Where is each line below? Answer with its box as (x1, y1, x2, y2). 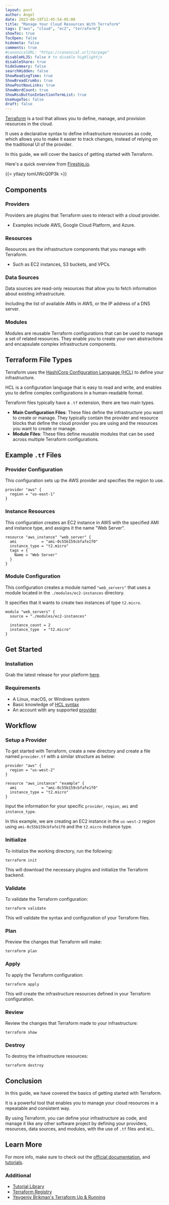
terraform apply (5, 982, 39, 987)
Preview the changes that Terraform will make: (5, 939, 102, 945)
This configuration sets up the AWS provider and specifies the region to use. (5, 477, 164, 484)
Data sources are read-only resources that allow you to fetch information (5, 286, 156, 292)
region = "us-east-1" (10, 492, 55, 497)
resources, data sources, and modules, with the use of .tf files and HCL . (5, 1126, 155, 1132)
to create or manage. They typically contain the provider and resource (12, 415, 159, 421)
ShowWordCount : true (5, 87, 49, 93)
